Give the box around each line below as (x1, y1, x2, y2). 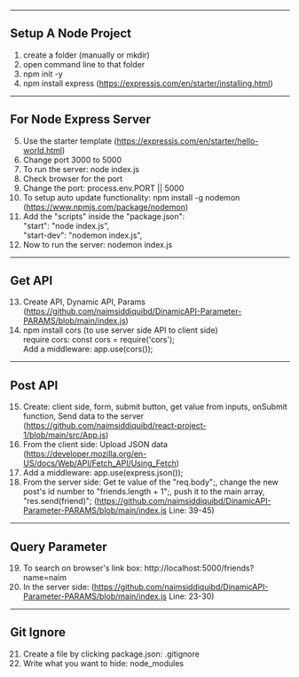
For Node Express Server (10, 112, 152, 127)
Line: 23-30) (169, 591, 215, 602)
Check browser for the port (22, 173, 123, 184)
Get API (10, 273, 53, 288)
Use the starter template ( (22, 135, 118, 146)
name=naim (22, 572, 67, 583)
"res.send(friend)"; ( (22, 496, 98, 507)
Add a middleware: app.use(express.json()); (22, 468, 184, 478)
